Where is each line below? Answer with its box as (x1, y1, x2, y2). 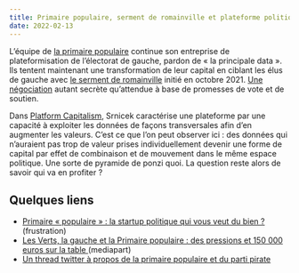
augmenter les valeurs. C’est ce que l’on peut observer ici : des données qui (9, 129, 287, 140)
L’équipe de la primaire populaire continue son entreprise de (9, 45, 230, 56)
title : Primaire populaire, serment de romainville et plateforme (9, 12, 261, 22)
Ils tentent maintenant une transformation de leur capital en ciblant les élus (9, 64, 283, 76)
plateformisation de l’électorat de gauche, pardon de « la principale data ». (9, 55, 283, 66)
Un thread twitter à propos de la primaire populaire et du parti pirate (21, 254, 271, 265)
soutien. (9, 92, 39, 103)
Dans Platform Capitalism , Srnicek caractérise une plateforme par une (9, 110, 266, 121)
